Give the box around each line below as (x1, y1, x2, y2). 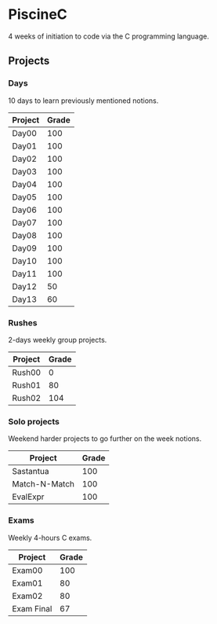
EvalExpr (12, 491, 45, 502)
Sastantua (12, 466, 49, 477)
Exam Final (12, 603, 52, 614)
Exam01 (12, 578, 43, 589)
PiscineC (8, 6, 68, 24)
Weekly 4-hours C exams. (8, 533, 92, 542)
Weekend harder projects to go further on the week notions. (8, 434, 202, 443)
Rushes (8, 317, 38, 328)
